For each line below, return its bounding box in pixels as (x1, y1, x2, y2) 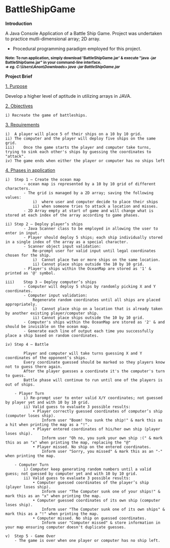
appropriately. (5, 302, 38, 307)
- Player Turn (14, 391, 44, 396)
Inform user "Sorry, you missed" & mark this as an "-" (41, 449, 163, 454)
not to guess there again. (5, 364, 63, 369)
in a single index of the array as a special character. (5, 239, 129, 244)
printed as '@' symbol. (5, 270, 56, 276)
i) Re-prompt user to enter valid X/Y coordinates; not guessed (23, 395, 163, 400)
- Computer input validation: (23, 293, 88, 298)
